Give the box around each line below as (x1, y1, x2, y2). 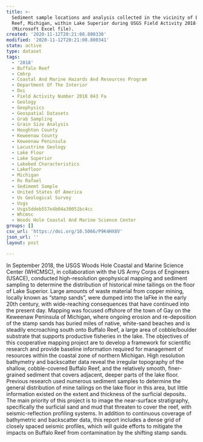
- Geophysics (11, 104, 45, 111)
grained (6, 371, 26, 378)
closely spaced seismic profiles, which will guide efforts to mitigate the (6, 422, 183, 430)
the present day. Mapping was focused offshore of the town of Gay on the (6, 306, 191, 314)
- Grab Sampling (11, 116, 53, 122)
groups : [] (6, 223, 34, 229)
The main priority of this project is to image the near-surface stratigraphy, (6, 397, 190, 404)
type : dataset (6, 48, 42, 54)
